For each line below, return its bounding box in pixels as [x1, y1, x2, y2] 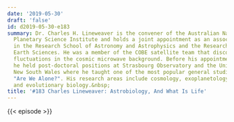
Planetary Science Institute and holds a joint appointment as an [13, 36, 210, 43]
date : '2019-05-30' [7, 10, 64, 17]
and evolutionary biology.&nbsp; [13, 82, 111, 89]
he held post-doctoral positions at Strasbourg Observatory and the [13, 62, 217, 69]
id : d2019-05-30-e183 [7, 23, 70, 30]
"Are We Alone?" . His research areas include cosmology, [13, 75, 182, 82]
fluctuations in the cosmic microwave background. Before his [13, 56, 198, 63]
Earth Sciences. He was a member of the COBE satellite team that [13, 49, 210, 56]
